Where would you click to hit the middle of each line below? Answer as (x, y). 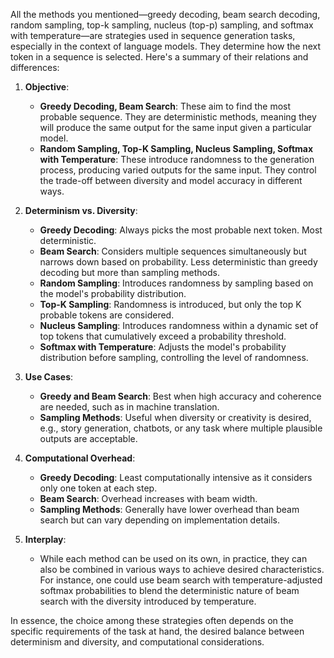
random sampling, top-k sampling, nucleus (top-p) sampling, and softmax (162, 25)
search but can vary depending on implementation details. (160, 520)
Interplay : (45, 539)
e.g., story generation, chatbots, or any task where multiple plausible (181, 428)
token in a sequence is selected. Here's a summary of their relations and (159, 57)
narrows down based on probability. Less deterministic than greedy (178, 262)
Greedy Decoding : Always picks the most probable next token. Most (181, 230)
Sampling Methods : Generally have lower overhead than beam (169, 509)
